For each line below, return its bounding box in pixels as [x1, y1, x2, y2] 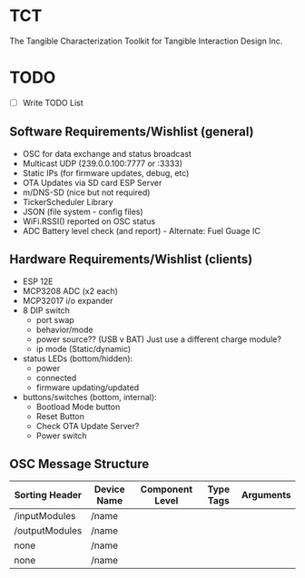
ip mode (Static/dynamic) [35, 343, 132, 354]
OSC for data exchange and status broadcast [22, 148, 192, 159]
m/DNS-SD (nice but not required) [22, 187, 151, 198]
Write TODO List [22, 97, 84, 108]
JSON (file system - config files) [22, 206, 143, 217]
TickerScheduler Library [22, 196, 113, 207]
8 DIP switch [22, 305, 71, 316]
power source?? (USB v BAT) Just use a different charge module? [35, 333, 281, 345]
